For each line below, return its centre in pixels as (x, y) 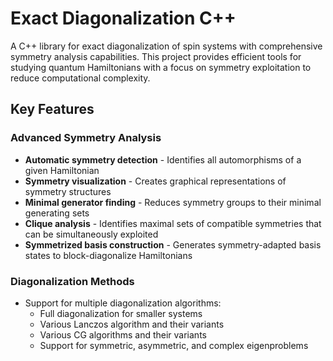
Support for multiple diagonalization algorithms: (123, 303)
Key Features (52, 109)
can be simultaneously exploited (91, 234)
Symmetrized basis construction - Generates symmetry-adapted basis (173, 244)
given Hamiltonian (62, 170)
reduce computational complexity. (80, 78)
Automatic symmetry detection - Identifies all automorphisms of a (163, 159)
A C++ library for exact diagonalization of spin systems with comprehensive (166, 46)
